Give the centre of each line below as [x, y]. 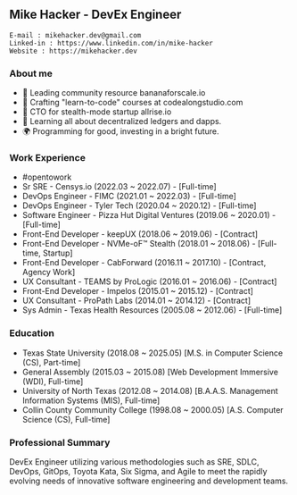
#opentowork [47, 177]
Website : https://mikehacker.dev [74, 51]
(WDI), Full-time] [53, 381]
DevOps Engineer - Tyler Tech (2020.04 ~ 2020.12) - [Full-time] [139, 206]
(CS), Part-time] [51, 362]
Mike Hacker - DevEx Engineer [95, 15]
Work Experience [48, 158]
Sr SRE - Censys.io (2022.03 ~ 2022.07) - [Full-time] [119, 187]
